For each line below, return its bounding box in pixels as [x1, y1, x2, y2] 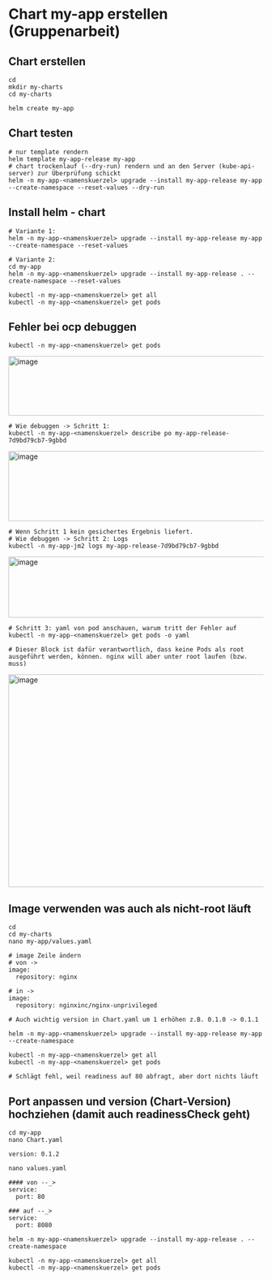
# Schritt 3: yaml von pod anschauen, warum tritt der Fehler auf [8, 625, 237, 633]
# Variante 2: [8, 255, 57, 264]
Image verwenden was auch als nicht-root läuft [8, 902, 252, 915]
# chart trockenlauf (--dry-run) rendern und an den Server [8, 162, 216, 171]
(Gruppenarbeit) [8, 22, 121, 41]
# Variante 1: [8, 227, 57, 236]
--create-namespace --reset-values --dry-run [8, 184, 164, 192]
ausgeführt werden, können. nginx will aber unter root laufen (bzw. [8, 653, 249, 661]
